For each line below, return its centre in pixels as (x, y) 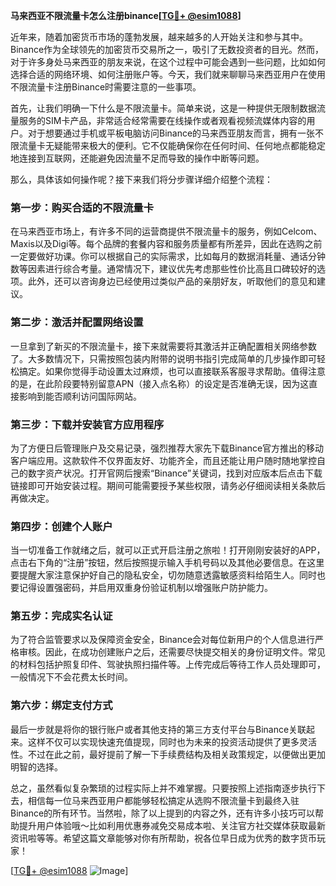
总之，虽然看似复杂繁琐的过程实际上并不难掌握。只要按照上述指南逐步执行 (163, 788)
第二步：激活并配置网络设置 (77, 322)
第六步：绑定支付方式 (61, 706)
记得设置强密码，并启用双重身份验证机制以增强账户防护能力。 (145, 588)
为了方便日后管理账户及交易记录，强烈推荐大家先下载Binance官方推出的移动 (167, 448)
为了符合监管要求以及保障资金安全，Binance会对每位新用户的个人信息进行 (163, 640)
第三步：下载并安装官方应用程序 (87, 424)
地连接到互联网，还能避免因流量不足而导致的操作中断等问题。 (137, 158)
